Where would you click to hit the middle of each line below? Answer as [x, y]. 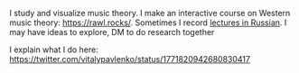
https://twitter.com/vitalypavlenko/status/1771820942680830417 [130, 59]
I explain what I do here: [54, 50]
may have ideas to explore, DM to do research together [112, 32]
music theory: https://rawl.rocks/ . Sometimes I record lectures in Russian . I [148, 23]
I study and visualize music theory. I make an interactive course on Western [150, 13]
